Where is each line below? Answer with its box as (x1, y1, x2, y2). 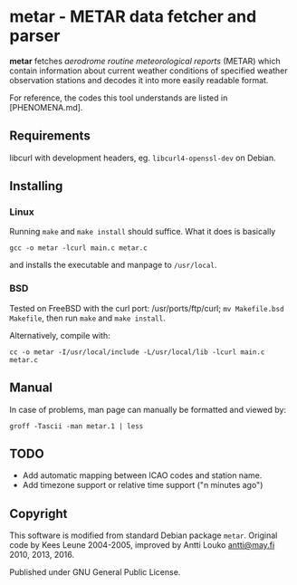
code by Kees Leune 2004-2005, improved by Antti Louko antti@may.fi (9, 540, 275, 551)
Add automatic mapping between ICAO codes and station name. (22, 470, 263, 481)
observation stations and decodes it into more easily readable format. (9, 74, 269, 85)
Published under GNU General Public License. (9, 567, 181, 578)
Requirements (9, 129, 91, 144)
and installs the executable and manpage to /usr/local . (9, 260, 217, 271)
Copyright (9, 505, 68, 522)
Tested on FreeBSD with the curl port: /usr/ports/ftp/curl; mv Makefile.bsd (9, 302, 284, 313)
